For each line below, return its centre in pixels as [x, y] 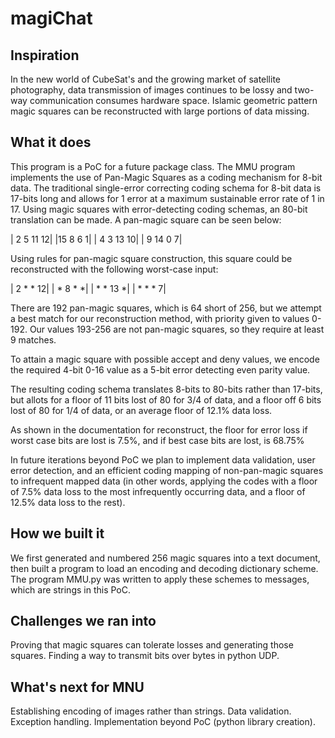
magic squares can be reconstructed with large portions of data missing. [160, 111]
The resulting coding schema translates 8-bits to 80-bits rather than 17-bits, [166, 389]
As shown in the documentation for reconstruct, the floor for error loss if [159, 429]
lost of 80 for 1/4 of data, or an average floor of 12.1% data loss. [141, 410]
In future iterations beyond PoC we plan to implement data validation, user [163, 459]
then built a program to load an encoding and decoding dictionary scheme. [164, 568]
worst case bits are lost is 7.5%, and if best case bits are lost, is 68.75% [157, 440]
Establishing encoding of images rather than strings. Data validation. [151, 711]
